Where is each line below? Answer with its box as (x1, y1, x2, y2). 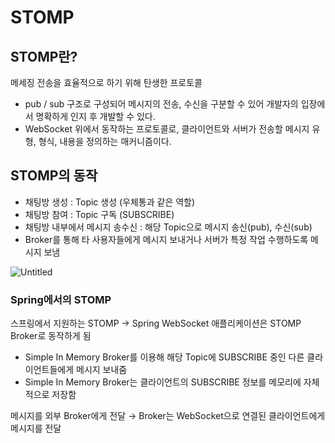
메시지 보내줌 (76, 364, 128, 376)
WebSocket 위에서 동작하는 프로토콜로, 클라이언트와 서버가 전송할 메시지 (24, 123, 310, 135)
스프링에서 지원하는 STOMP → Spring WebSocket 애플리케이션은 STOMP (10, 317, 302, 330)
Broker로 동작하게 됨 (10, 330, 92, 342)
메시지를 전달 (10, 422, 62, 435)
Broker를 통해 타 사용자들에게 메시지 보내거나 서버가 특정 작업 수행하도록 (24, 233, 309, 245)
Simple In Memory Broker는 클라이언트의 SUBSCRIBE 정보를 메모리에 (24, 376, 302, 388)
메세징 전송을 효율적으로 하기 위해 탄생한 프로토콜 (10, 77, 203, 88)
